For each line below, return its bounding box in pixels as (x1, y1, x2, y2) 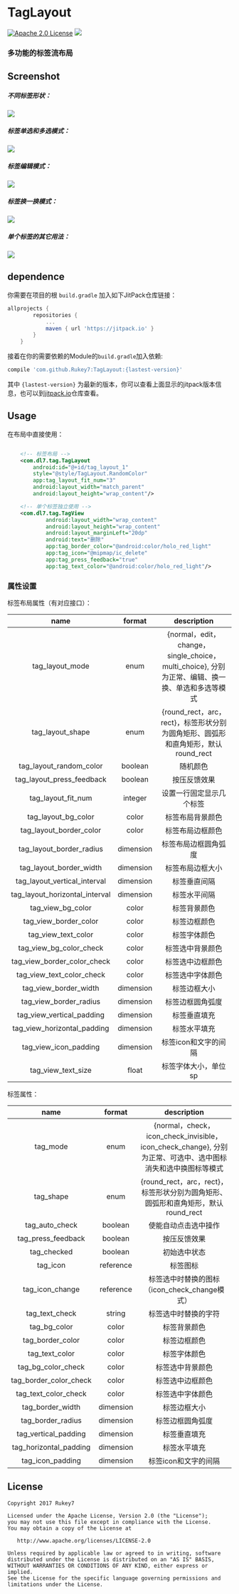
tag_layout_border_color (20, 825, 102, 835)
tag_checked (29, 1247, 73, 1257)
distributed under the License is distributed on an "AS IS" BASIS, (7, 1555, 215, 1563)
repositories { (33, 311, 78, 318)
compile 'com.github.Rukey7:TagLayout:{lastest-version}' (7, 366, 183, 373)
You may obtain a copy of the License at (7, 1525, 132, 1532)
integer (123, 793, 147, 803)
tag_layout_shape (31, 727, 90, 737)
